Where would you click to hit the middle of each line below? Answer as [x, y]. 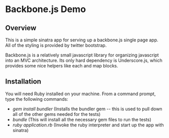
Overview [21, 28]
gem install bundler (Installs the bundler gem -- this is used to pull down [87, 109]
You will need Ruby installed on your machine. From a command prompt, [80, 94]
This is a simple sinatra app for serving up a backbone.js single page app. [82, 40]
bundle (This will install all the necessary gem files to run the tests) [82, 119]
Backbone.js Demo [46, 9]
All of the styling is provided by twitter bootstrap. [56, 45]
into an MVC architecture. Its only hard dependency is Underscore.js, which [84, 60]
